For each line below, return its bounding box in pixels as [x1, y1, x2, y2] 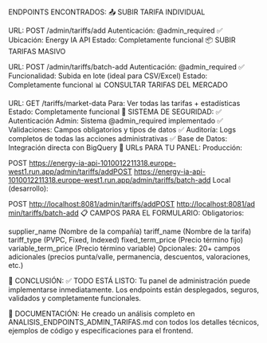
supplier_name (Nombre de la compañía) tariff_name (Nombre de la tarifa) [8, 227, 252, 236]
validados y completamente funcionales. [8, 294, 142, 302]
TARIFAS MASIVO [8, 47, 66, 56]
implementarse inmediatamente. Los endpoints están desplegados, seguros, [8, 285, 260, 294]
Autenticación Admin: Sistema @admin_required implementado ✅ [8, 116, 223, 125]
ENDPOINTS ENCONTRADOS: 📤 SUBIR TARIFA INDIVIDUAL [8, 7, 206, 17]
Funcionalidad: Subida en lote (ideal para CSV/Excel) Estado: [8, 71, 208, 81]
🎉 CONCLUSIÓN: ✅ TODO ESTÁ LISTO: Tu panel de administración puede [8, 276, 251, 286]
